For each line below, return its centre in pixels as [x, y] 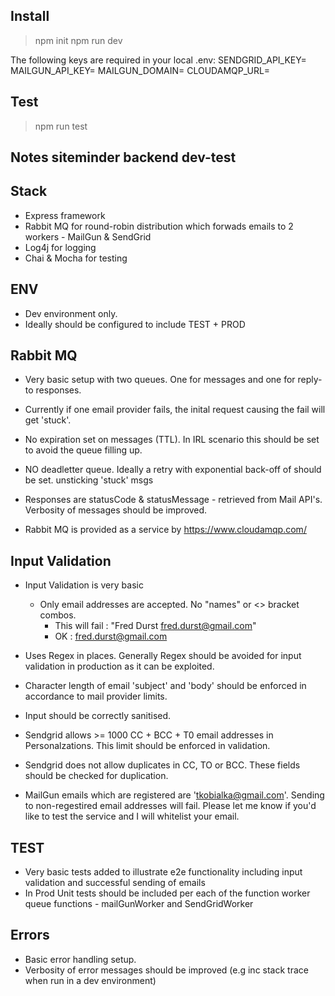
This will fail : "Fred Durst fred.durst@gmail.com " [155, 626]
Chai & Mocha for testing [76, 258]
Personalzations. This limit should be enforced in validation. [147, 746]
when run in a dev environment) [90, 980]
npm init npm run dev [78, 40]
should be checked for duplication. [96, 776]
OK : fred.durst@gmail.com [111, 636]
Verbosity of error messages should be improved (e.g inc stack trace [166, 970]
